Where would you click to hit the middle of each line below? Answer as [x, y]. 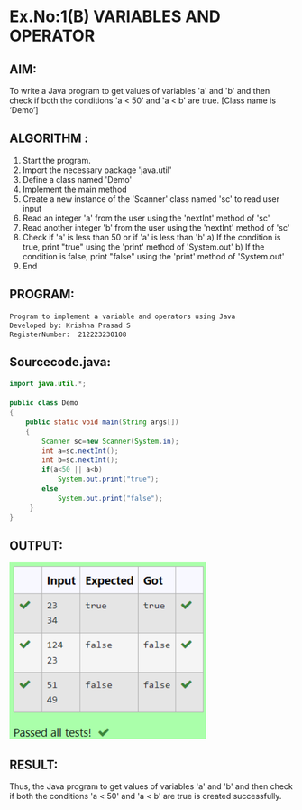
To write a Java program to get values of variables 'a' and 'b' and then [140, 91]
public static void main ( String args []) [102, 422]
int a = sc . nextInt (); [80, 451]
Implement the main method [75, 189]
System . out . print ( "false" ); [110, 498]
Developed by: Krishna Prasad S [70, 325]
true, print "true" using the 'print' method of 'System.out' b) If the [143, 247]
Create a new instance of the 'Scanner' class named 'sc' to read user [151, 198]
